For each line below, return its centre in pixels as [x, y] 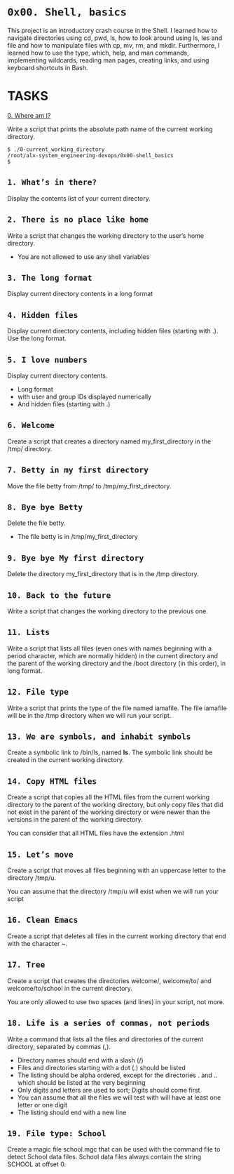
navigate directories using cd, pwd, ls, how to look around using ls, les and [115, 38]
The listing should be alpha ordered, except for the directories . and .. [117, 1075]
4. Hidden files [43, 315]
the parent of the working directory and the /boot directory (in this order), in [117, 663]
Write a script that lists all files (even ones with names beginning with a [110, 648]
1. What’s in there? [52, 182]
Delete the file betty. [36, 523]
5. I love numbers [47, 360]
